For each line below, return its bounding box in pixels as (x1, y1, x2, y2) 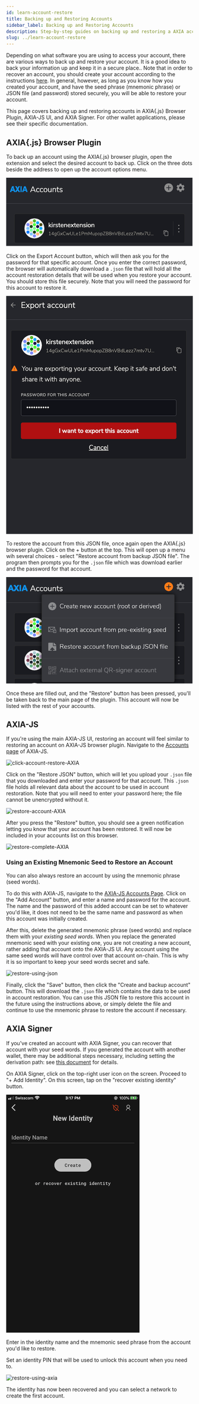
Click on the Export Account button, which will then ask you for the (6, 253, 169, 260)
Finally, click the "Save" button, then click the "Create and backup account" (6, 981, 191, 988)
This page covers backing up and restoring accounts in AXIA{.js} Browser (6, 108, 186, 115)
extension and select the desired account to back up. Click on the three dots (6, 159, 192, 167)
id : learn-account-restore (6, 10, 73, 15)
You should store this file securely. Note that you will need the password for (6, 278, 191, 285)
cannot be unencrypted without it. (6, 796, 89, 803)
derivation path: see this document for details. (6, 1058, 118, 1065)
